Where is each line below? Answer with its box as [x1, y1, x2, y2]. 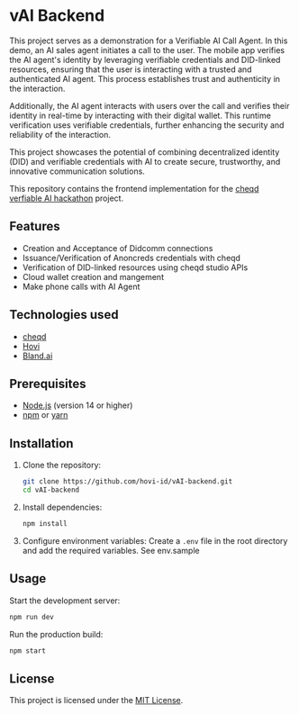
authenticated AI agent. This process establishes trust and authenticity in [9, 73, 281, 84]
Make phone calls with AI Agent [22, 281, 140, 292]
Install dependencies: [22, 502, 103, 512]
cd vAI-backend [22, 485, 80, 495]
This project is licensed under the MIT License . [9, 695, 184, 706]
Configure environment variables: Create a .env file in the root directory [22, 535, 288, 546]
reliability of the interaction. [9, 129, 111, 140]
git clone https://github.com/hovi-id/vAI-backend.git [22, 477, 233, 486]
